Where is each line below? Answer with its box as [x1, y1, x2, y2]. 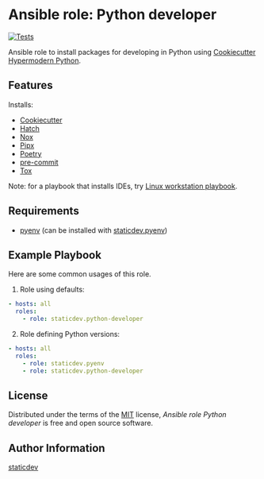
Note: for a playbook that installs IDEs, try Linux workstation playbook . [8, 181, 238, 191]
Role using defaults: [19, 284, 85, 295]
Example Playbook [8, 248, 101, 261]
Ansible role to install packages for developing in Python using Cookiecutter [8, 47, 256, 56]
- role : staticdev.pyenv [22, 359, 105, 367]
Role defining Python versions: [19, 330, 121, 338]
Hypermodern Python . [8, 56, 82, 65]
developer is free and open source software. [8, 419, 153, 428]
